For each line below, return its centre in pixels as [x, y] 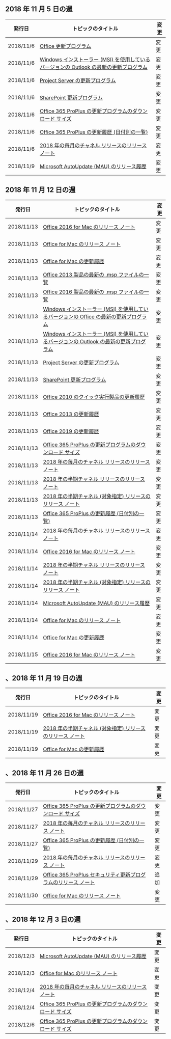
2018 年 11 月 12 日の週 [40, 190]
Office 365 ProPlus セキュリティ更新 [87, 875]
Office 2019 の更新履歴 [71, 431]
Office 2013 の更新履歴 [71, 414]
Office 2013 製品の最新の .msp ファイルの [93, 275]
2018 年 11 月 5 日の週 [39, 9]
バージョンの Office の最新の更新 [87, 316]
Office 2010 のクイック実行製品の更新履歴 [94, 397]
